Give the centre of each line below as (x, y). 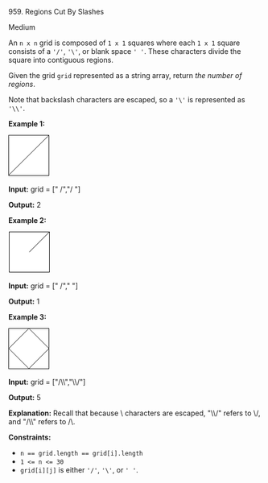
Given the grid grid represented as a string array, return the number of (126, 75)
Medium (22, 27)
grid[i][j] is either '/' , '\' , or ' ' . (79, 470)
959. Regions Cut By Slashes (56, 12)
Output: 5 (25, 397)
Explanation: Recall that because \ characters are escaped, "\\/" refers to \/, (134, 413)
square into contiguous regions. (61, 60)
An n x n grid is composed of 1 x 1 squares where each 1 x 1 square (124, 43)
